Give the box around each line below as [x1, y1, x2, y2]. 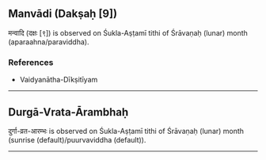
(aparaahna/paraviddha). [8, 36, 89, 47]
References [8, 56, 54, 67]
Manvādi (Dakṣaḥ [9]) [8, 7, 117, 21]
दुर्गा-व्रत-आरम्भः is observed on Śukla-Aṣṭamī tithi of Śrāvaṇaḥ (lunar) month [8, 126, 244, 135]
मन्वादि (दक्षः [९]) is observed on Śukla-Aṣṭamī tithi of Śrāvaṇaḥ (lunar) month [8, 28, 248, 37]
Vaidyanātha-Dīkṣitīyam [19, 75, 98, 85]
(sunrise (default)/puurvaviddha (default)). [8, 135, 146, 144]
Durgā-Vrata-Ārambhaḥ [8, 105, 129, 119]
